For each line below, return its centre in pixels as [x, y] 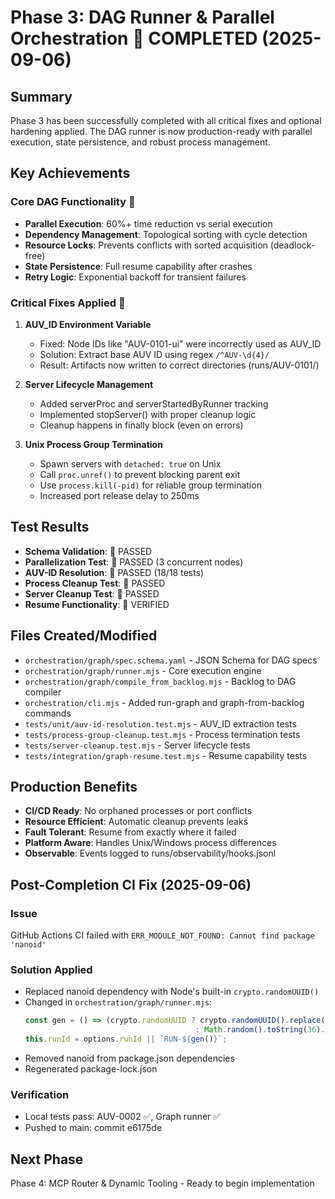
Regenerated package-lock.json [91, 1069]
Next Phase [47, 1159]
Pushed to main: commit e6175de [93, 1128]
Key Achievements [70, 173]
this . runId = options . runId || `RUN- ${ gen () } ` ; [126, 1039]
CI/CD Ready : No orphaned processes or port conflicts [138, 811]
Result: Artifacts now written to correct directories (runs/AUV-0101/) [179, 365]
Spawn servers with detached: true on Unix [130, 463]
